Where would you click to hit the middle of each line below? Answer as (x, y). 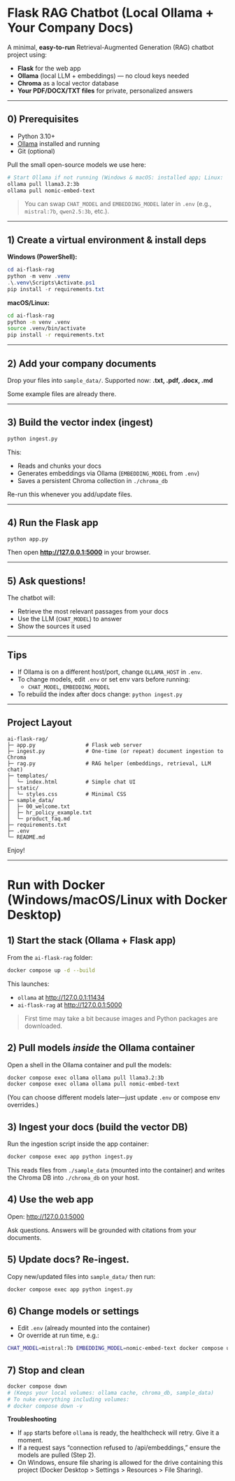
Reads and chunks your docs (59, 466)
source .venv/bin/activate (47, 329)
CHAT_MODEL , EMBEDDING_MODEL (69, 687)
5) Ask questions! (47, 581)
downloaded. (43, 1026)
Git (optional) (36, 151)
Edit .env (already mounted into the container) (84, 1328)
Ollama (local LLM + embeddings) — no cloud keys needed (103, 76)
